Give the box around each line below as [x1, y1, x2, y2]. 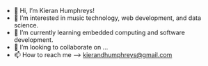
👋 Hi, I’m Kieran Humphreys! [13, 7, 95, 14]
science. [13, 21, 39, 29]
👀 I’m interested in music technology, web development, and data [13, 14, 202, 22]
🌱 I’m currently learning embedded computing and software [13, 28, 186, 36]
